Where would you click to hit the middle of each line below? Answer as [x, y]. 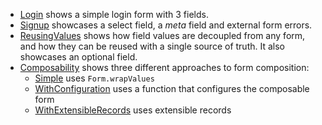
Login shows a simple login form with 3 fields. [114, 14]
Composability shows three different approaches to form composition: [164, 67]
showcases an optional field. [78, 57]
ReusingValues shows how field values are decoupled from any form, [162, 35]
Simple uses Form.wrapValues [94, 78]
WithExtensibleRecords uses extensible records [133, 110]
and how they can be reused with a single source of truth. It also [152, 46]
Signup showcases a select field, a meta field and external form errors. [166, 25]
